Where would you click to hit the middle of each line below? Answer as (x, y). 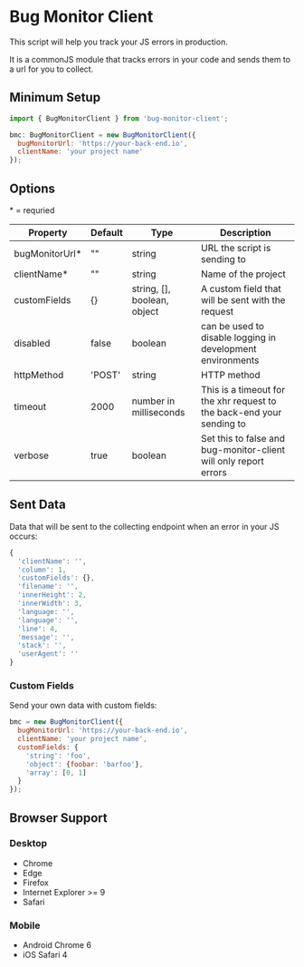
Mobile (25, 925)
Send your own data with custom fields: (83, 706)
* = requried (32, 210)
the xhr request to (238, 401)
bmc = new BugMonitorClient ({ (66, 722)
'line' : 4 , (38, 629)
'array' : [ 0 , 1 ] (57, 773)
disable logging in (238, 337)
